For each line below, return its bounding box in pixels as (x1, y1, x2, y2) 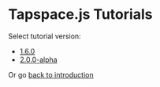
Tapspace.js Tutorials (8, 5, 153, 24)
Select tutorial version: (8, 31, 81, 41)
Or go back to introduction (8, 70, 94, 79)
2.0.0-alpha (19, 55, 58, 64)
